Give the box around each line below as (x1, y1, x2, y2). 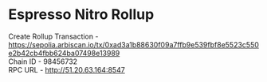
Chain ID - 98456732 (8, 57, 78, 66)
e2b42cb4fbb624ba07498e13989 (8, 48, 120, 58)
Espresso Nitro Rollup (8, 6, 155, 24)
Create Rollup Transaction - (8, 32, 99, 41)
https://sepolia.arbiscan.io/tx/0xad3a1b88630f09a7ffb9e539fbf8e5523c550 (8, 39, 259, 49)
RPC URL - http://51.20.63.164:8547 (8, 65, 125, 74)
